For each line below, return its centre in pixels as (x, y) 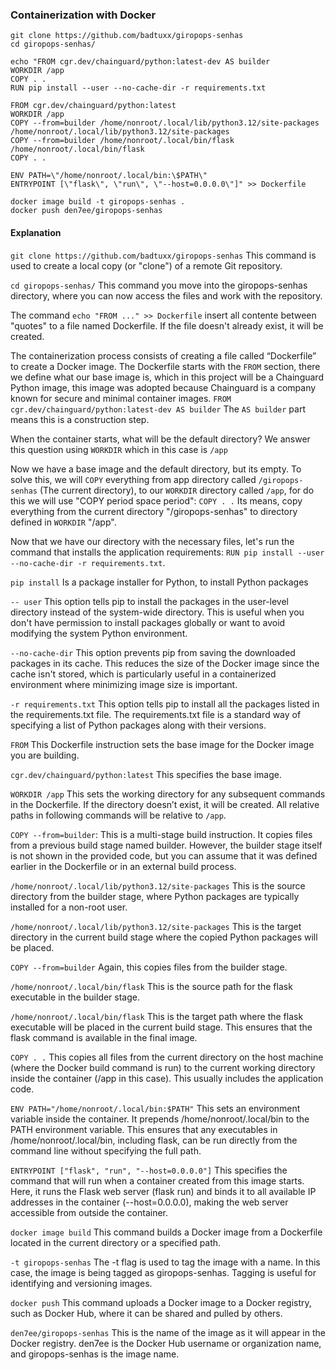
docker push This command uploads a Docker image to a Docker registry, (161, 1302)
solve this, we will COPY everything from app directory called (133, 479)
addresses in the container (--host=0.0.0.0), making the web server (149, 1202)
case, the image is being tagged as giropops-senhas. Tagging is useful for (163, 1272)
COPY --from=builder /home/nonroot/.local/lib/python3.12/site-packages (165, 123)
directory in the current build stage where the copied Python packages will (164, 937)
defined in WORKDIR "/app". (63, 522)
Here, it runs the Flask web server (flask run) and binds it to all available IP (163, 1191)
